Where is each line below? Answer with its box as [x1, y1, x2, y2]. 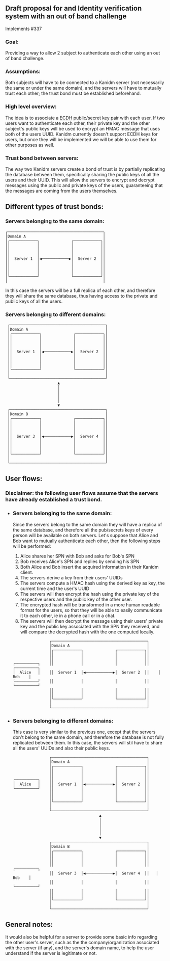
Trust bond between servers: [5, 154, 79, 162]
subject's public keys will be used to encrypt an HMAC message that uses [5, 125, 160, 131]
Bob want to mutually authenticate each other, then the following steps [12, 538, 161, 544]
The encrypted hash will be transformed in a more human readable [20, 601, 160, 608]
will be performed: [12, 543, 51, 549]
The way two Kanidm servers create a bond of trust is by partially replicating [5, 166, 165, 172]
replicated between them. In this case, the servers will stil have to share [12, 739, 162, 745]
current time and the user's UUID [20, 585, 90, 592]
